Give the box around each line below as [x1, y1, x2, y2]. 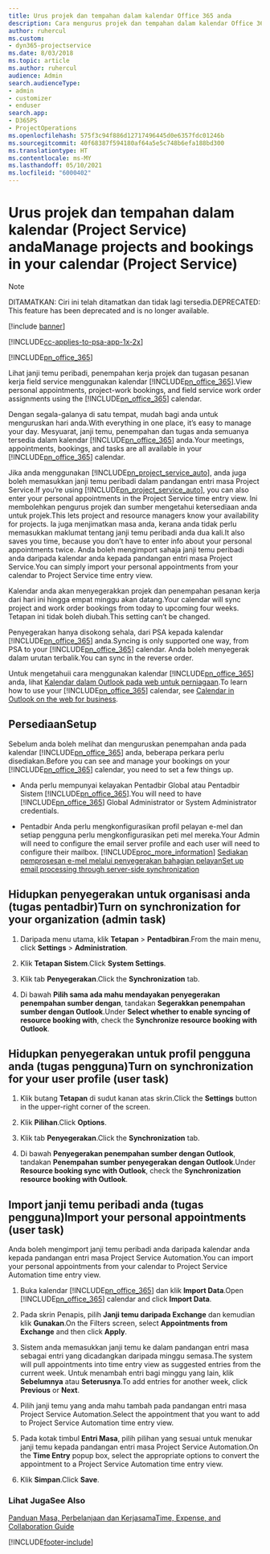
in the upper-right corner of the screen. [19, 1102, 151, 1112]
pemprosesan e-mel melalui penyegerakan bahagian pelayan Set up [19, 855, 244, 866]
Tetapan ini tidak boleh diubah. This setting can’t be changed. [8, 611, 211, 621]
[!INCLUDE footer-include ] [8, 1537, 94, 1547]
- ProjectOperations [8, 124, 78, 132]
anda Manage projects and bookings [8, 238, 254, 256]
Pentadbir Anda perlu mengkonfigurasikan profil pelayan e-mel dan [19, 821, 243, 831]
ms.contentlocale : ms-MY [8, 154, 92, 162]
